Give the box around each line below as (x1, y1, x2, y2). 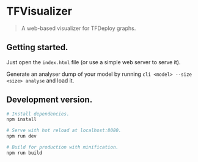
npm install (6, 116, 37, 123)
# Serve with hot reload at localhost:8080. (6, 127, 122, 134)
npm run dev (6, 133, 37, 139)
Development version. (6, 95, 93, 105)
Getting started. (6, 42, 68, 53)
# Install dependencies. (6, 111, 70, 117)
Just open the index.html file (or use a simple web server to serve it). (6, 58, 181, 65)
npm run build (6, 150, 43, 156)
